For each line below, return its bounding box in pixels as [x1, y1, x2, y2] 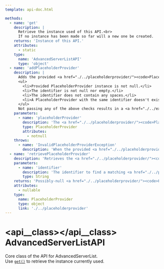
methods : [5, 16, 23, 21]
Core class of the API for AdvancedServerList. [5, 253, 98, 259]
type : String [22, 174, 49, 179]
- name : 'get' [9, 20, 38, 25]
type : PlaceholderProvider [22, 125, 78, 129]
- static [18, 47, 36, 53]
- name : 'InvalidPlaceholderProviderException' [18, 143, 117, 147]
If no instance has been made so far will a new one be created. [18, 34, 154, 39]
